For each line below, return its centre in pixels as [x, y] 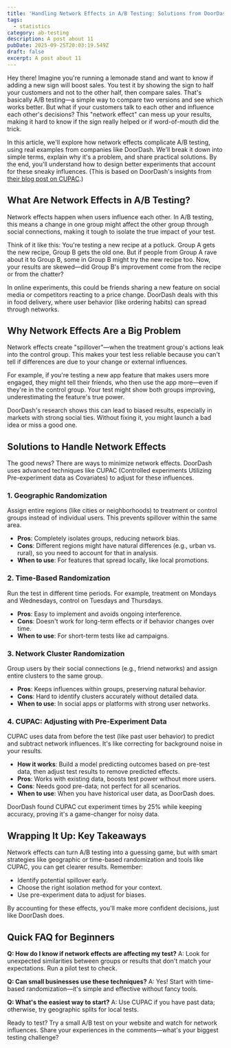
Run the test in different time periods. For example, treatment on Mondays [112, 593]
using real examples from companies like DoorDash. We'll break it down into [115, 149]
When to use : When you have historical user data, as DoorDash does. [116, 794]
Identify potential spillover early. [63, 880]
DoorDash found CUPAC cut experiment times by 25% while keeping [104, 807]
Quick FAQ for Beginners [61, 937]
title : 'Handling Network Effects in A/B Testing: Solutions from [104, 13]
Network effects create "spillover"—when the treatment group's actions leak [115, 347]
